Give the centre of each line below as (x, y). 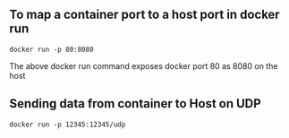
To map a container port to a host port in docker (144, 15)
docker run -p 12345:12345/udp (68, 125)
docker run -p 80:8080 (51, 49)
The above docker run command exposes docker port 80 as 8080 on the (144, 65)
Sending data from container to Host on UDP (135, 103)
